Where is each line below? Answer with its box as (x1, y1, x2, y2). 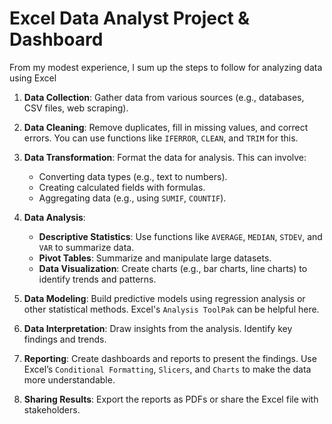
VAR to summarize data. (38, 241, 135, 253)
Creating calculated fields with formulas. (38, 181, 206, 193)
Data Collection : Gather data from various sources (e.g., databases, (23, 91, 305, 103)
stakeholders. (23, 403, 81, 416)
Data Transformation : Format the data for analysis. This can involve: (23, 151, 307, 163)
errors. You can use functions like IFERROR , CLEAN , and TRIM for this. (23, 132, 299, 144)
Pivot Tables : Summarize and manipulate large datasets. (38, 252, 272, 264)
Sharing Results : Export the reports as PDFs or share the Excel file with (23, 393, 319, 405)
